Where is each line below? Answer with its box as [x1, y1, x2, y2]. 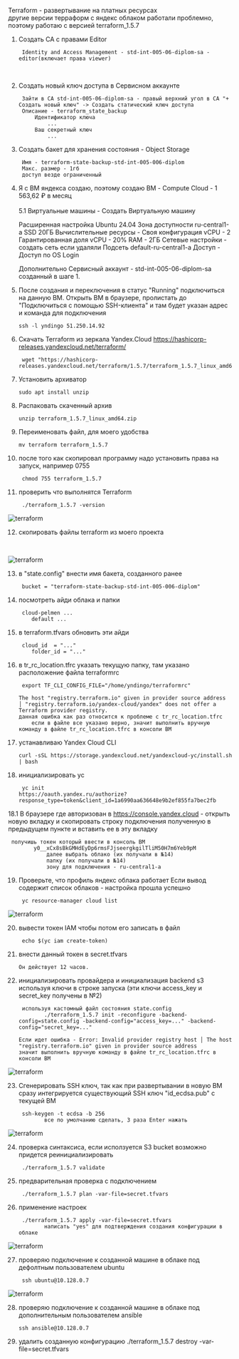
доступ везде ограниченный [21, 171, 102, 178]
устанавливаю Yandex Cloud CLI [18, 738, 117, 747]
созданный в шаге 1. [18, 272, 80, 280]
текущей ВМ [18, 1097, 56, 1104]
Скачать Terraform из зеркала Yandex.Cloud [18, 335, 152, 343]
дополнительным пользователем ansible [18, 1311, 143, 1319]
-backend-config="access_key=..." [82, 1017, 185, 1025]
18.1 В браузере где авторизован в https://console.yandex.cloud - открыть [8, 809, 230, 818]
